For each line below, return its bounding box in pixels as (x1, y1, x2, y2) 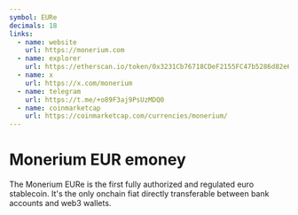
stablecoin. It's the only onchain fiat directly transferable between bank (9, 188, 270, 199)
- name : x (17, 71, 53, 80)
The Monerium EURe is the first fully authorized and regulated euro (9, 179, 255, 190)
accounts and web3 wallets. (9, 198, 112, 209)
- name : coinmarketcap (17, 104, 101, 112)
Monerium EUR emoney (9, 150, 186, 170)
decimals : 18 (9, 21, 58, 30)
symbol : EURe (9, 12, 58, 22)
